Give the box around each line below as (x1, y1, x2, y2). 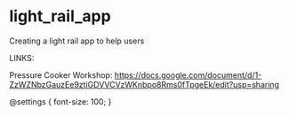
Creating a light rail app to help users (9, 35, 145, 46)
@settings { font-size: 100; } (9, 96, 112, 107)
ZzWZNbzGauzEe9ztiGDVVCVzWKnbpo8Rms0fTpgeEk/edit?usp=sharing (9, 79, 280, 89)
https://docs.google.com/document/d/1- (114, 69, 262, 81)
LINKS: (9, 52, 35, 63)
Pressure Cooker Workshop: (9, 69, 113, 81)
